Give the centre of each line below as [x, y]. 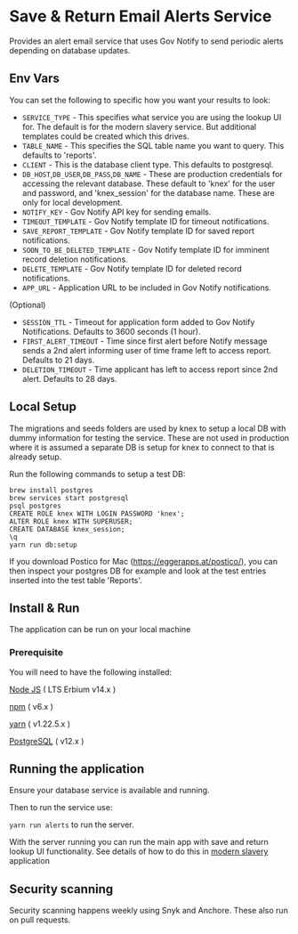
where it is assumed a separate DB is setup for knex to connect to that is [142, 447]
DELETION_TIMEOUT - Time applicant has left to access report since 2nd [150, 369]
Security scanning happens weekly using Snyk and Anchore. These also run [149, 911]
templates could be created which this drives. [105, 136]
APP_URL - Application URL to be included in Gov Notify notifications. [146, 288]
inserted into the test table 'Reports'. [76, 580]
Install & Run [44, 608]
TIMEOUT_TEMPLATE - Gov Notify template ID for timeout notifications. [145, 221]
